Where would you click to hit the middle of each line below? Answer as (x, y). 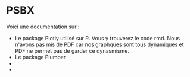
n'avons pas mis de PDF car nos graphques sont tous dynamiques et (99, 44)
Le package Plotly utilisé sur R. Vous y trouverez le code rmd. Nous (97, 38)
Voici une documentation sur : (43, 27)
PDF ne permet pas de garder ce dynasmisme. (72, 50)
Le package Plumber (40, 57)
